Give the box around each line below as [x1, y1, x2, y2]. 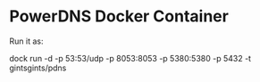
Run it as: [9, 36, 44, 46]
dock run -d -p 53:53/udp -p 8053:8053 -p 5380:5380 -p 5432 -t [9, 53, 252, 63]
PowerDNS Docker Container [9, 6, 230, 27]
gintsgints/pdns [9, 62, 67, 73]
